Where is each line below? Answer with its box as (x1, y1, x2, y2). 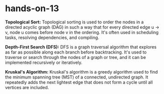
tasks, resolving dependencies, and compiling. (5, 35, 100, 40)
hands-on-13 (5, 3, 59, 14)
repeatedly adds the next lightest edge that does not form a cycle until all (5, 79, 153, 85)
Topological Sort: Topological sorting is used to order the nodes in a (5, 19, 144, 25)
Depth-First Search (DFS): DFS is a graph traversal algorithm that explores (5, 44, 157, 50)
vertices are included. (5, 84, 49, 90)
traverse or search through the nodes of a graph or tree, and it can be (5, 54, 146, 60)
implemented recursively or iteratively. (5, 59, 82, 65)
